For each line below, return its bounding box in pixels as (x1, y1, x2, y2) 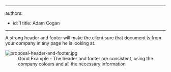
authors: (5, 10, 23, 16)
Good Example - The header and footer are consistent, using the (18, 56, 154, 61)
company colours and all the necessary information (18, 61, 126, 67)
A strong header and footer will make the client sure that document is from (5, 35, 162, 41)
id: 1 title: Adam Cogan (12, 20, 60, 26)
